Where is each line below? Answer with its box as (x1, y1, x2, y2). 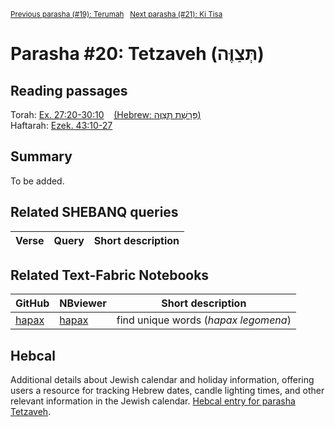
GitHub (15, 296, 50, 310)
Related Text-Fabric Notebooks (10, 267, 210, 284)
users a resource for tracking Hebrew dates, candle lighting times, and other (10, 385, 325, 397)
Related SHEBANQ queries (10, 204, 179, 221)
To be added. (10, 175, 65, 187)
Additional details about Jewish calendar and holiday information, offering (10, 374, 315, 386)
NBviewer (59, 296, 107, 310)
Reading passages (10, 82, 128, 99)
